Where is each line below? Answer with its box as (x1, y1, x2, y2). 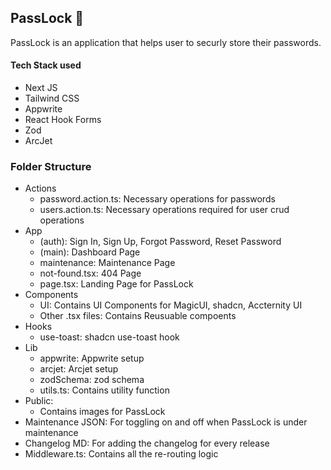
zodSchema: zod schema (39, 374, 145, 386)
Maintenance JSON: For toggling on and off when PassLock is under (24, 416, 308, 428)
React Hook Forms (24, 114, 102, 126)
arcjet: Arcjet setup (39, 363, 119, 375)
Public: (24, 395, 54, 407)
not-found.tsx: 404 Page (39, 267, 142, 280)
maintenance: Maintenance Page (39, 257, 176, 269)
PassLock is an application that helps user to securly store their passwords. (10, 36, 322, 48)
